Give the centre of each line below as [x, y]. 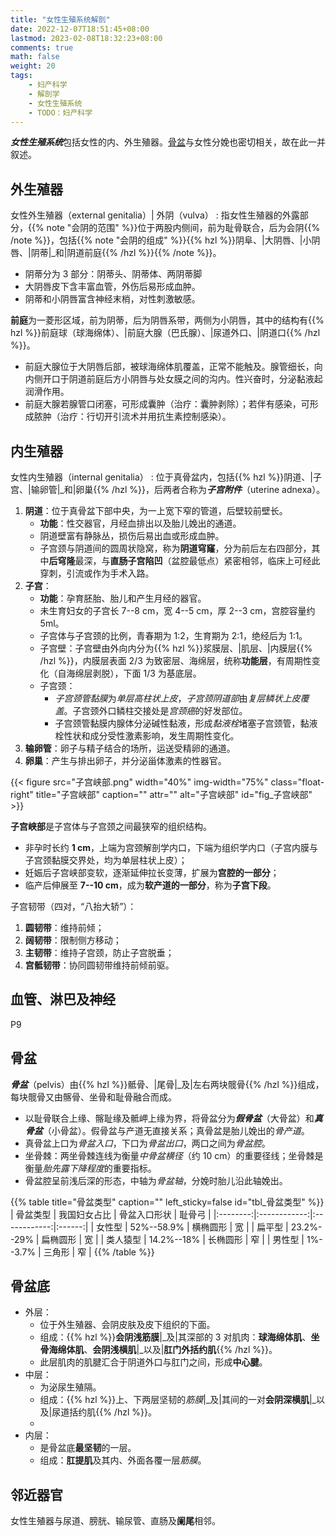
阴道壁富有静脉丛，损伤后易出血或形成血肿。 [132, 535]
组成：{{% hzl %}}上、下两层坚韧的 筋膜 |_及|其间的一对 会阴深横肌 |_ [178, 1400]
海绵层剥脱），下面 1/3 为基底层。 [134, 673]
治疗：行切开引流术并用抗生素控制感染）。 [145, 417]
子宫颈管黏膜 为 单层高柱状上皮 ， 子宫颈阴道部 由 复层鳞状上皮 [177, 698]
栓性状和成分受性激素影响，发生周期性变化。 [147, 735]
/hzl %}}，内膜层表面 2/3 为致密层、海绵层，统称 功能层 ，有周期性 [175, 660]
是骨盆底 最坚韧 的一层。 [88, 1448]
